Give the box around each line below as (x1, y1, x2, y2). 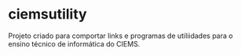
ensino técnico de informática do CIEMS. (8, 39, 141, 48)
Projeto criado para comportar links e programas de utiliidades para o (8, 31, 233, 40)
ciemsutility (8, 5, 88, 23)
